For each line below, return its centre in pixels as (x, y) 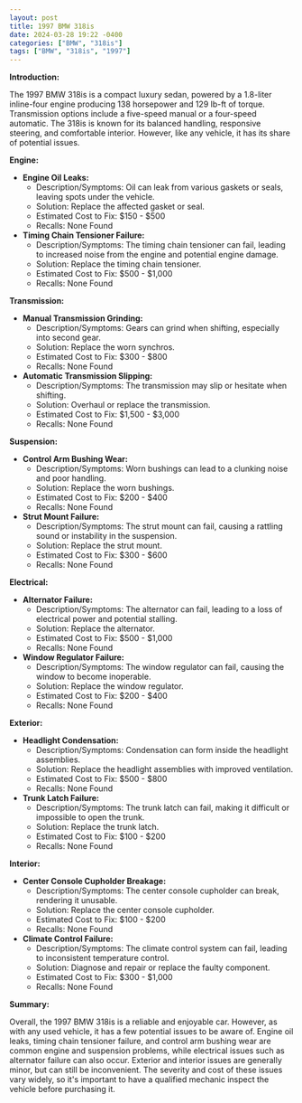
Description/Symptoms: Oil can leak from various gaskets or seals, (160, 187)
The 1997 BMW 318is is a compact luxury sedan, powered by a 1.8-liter (141, 95)
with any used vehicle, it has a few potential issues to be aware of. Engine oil (151, 1032)
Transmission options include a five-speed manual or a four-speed (133, 114)
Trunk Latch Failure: (61, 798)
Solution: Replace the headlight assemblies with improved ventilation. (165, 769)
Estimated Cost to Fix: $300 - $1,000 (104, 977)
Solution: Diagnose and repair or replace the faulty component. (153, 967)
